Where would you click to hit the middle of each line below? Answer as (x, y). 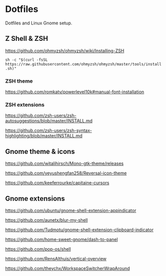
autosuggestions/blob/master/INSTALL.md (49, 121)
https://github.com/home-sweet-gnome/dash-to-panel (62, 239)
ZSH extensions (25, 105)
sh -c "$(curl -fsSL (27, 60)
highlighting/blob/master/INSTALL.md (44, 136)
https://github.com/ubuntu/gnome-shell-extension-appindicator (71, 210)
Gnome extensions (35, 199)
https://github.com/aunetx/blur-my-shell (47, 220)
